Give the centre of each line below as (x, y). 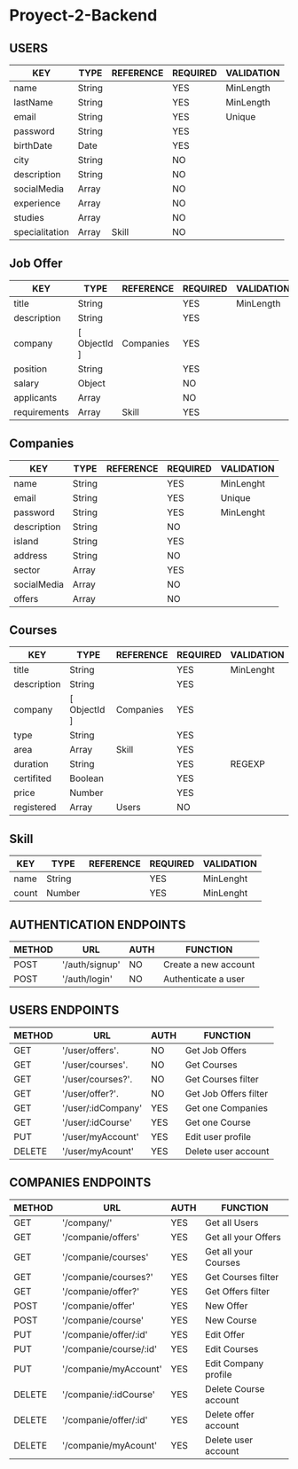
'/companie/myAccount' (112, 1369)
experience (37, 203)
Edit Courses (232, 1348)
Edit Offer (225, 1334)
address (31, 555)
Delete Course (235, 1388)
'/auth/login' (87, 979)
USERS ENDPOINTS (64, 1010)
